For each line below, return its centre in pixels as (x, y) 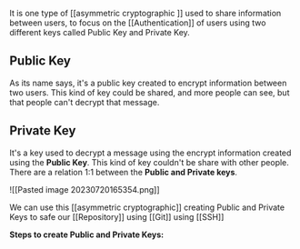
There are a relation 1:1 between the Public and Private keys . (124, 172)
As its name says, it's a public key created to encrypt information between (148, 83)
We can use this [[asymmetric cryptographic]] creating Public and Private (147, 207)
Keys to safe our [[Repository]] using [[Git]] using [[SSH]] (117, 216)
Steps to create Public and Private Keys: (87, 234)
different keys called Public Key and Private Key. (100, 32)
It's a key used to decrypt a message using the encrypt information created (150, 153)
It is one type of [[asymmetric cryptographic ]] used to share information (145, 13)
